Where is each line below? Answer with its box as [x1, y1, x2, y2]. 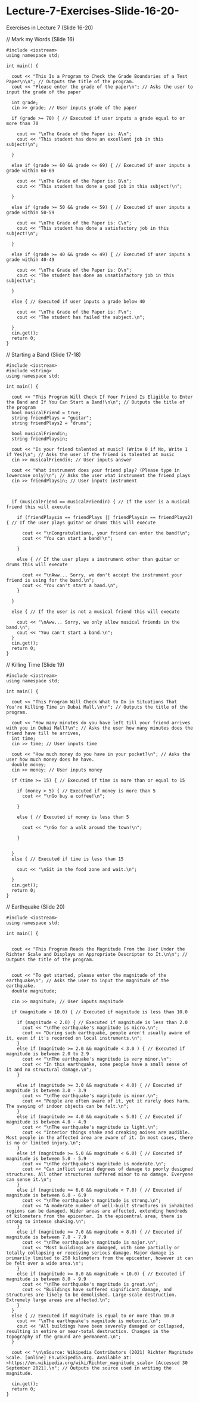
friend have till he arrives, [6, 730, 82, 736]
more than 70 [6, 120, 39, 126]
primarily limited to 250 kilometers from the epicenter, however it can [6, 1255, 194, 1261]
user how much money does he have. [6, 756, 95, 763]
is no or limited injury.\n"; [6, 1140, 82, 1146]
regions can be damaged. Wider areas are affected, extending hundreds [6, 1208, 188, 1214]
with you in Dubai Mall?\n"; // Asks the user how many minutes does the [6, 725, 194, 731]
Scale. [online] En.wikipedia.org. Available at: [6, 1355, 132, 1361]
